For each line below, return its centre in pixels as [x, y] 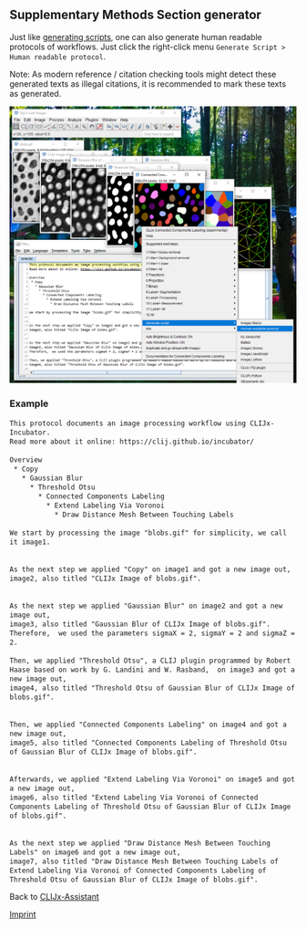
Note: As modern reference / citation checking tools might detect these [143, 74]
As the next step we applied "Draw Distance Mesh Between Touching [140, 843]
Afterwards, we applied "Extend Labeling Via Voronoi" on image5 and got [153, 779]
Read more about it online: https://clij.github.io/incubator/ [132, 442]
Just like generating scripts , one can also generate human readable [136, 37]
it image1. [30, 542]
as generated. [36, 93]
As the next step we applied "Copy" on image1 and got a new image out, [150, 569]
